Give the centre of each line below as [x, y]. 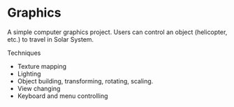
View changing [39, 88]
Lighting [29, 74]
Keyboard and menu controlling [63, 96]
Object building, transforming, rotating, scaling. [85, 81]
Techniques [24, 53]
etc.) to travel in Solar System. [51, 39]
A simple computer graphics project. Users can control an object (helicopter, [117, 32]
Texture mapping [42, 66]
